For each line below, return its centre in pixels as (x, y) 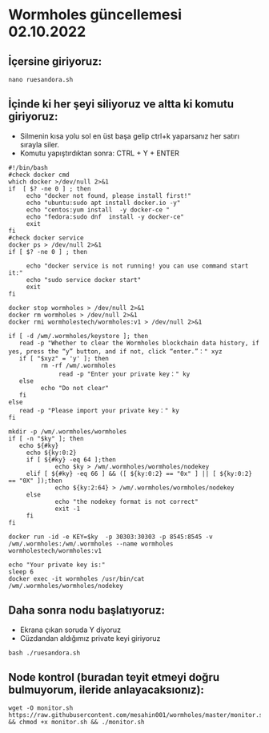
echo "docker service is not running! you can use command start (137, 266)
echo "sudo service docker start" (84, 280)
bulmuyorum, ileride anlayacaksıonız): (106, 690)
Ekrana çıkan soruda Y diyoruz (70, 630)
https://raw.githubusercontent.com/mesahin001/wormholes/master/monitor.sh (137, 715)
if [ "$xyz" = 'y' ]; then (64, 358)
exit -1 (68, 509)
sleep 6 (21, 572)
